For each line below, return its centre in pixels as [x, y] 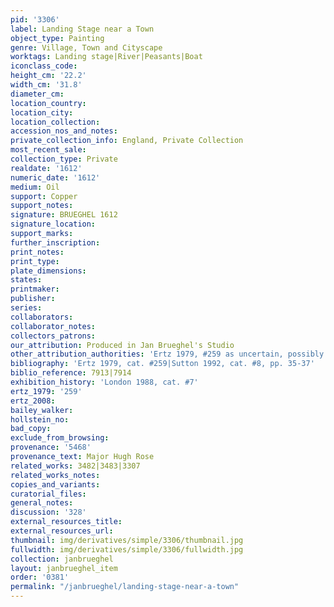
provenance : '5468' [51, 447]
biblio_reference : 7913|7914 [71, 373]
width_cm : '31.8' [46, 85]
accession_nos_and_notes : [64, 131]
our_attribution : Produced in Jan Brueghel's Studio [122, 345]
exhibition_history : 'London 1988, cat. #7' [104, 382]
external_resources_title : [66, 522]
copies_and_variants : [55, 484]
